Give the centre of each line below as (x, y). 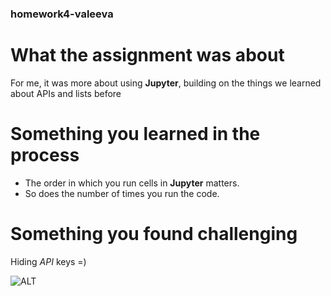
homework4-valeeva (62, 14)
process (45, 155)
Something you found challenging (154, 233)
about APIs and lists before (66, 93)
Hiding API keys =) (48, 261)
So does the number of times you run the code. (122, 193)
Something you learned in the (135, 134)
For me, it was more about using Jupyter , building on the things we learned (166, 83)
